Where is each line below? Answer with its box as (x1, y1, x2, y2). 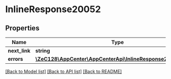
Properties (5, 24, 40, 32)
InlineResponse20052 (5, 4, 101, 15)
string (35, 47, 50, 54)
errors (8, 56, 23, 62)
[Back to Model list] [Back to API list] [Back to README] (5, 68, 122, 74)
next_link (8, 47, 31, 54)
